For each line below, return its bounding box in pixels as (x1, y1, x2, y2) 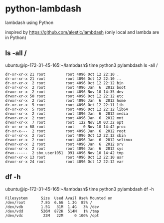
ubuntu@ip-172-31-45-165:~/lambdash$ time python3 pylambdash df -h (5, 186, 154, 192)
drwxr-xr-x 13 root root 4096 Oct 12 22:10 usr (5, 155, 124, 160)
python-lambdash (5, 3, 82, 14)
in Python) (5, 34, 26, 40)
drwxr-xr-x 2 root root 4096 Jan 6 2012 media (5, 111, 128, 116)
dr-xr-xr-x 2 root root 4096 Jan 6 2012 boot (5, 85, 126, 90)
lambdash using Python (5, 19, 54, 25)
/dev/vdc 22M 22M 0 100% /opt (5, 213, 99, 218)
